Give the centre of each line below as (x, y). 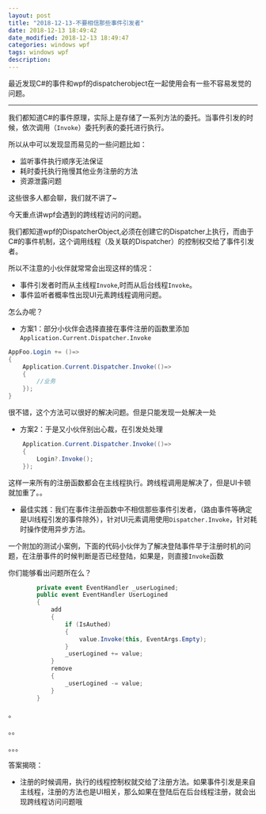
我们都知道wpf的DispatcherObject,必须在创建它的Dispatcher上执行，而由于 (131, 231)
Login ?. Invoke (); (65, 459)
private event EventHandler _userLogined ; (108, 587)
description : (30, 60)
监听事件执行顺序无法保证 (61, 161)
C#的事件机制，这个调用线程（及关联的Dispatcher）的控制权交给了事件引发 (131, 241)
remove (61, 669)
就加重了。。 (27, 492)
